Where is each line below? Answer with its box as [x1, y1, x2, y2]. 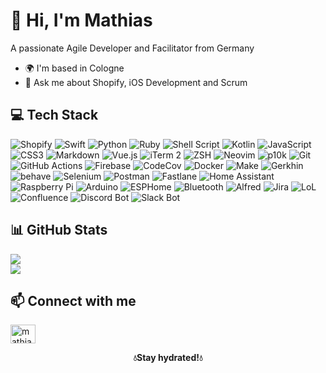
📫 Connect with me [10, 292, 137, 309]
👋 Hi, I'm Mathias [10, 9, 153, 32]
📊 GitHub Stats [10, 222, 108, 239]
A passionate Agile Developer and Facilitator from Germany [10, 42, 255, 54]
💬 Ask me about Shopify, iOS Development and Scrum [24, 76, 248, 88]
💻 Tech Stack [10, 107, 99, 124]
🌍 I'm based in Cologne [24, 62, 125, 74]
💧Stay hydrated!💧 [133, 352, 203, 364]
